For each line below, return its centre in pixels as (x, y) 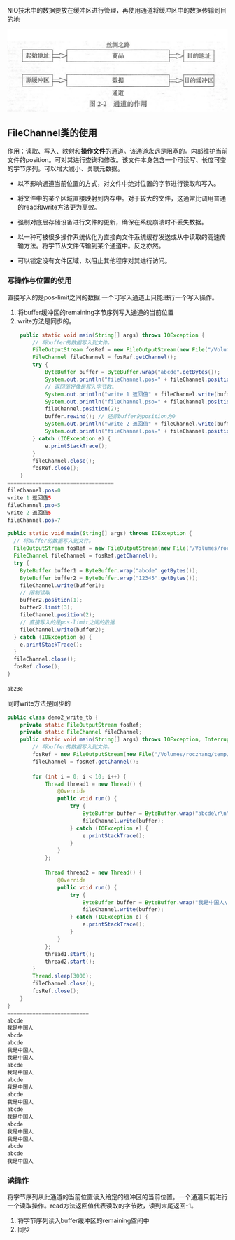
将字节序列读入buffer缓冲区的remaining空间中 (83, 1221)
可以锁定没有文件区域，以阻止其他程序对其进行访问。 (94, 261)
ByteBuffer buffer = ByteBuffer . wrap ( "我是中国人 (154, 902)
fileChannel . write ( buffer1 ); (62, 585)
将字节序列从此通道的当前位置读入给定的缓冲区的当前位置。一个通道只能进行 (117, 1197)
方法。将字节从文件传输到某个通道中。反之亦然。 (94, 246)
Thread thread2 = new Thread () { (93, 872)
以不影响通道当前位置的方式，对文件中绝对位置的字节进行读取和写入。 (119, 184)
